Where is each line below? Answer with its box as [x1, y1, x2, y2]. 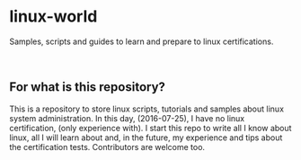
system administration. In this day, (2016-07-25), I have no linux [9, 112, 245, 123]
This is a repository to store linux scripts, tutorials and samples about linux [9, 103, 285, 114]
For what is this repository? [9, 79, 166, 95]
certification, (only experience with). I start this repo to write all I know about [9, 122, 292, 133]
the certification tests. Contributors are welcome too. [9, 141, 205, 152]
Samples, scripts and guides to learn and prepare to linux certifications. [9, 36, 274, 47]
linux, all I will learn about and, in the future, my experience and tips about [9, 132, 283, 143]
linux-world [9, 6, 98, 27]
